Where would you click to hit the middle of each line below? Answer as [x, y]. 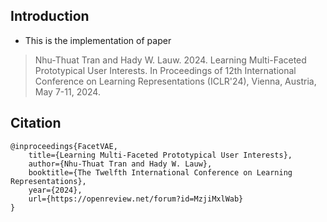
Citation [36, 123]
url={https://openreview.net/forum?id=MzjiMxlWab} [136, 199]
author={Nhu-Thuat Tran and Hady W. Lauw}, [120, 164]
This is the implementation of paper [98, 40]
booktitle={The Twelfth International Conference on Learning [160, 172]
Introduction [50, 16]
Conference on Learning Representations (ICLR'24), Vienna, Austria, [175, 81]
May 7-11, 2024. [67, 91]
